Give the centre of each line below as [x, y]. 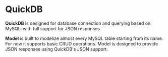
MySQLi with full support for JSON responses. [53, 28]
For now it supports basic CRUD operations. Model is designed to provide [82, 43]
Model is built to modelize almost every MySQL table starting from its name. [84, 38]
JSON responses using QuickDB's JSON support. [57, 49]
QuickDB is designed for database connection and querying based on [78, 23]
